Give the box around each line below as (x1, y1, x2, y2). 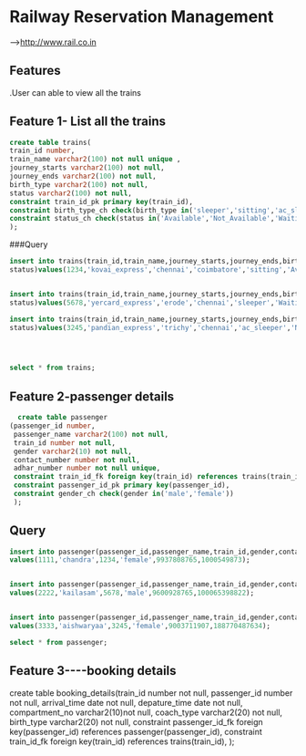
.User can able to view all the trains (9, 87, 141, 98)
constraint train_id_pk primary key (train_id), (9, 197, 194, 206)
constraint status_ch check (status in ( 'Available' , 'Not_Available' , (9, 214, 275, 223)
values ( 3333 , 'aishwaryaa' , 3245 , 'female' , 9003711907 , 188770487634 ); (9, 621, 271, 630)
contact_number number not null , (13, 455, 141, 464)
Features (9, 63, 61, 78)
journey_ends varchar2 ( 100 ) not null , (9, 171, 157, 181)
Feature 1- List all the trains (9, 114, 167, 129)
